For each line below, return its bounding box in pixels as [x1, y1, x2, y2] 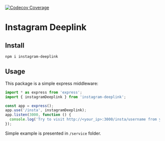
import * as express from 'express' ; [5, 90, 82, 95]
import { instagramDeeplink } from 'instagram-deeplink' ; [5, 94, 126, 99]
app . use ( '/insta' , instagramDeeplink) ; [5, 108, 87, 113]
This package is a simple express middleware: [5, 80, 99, 86]
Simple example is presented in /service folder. [5, 130, 102, 136]
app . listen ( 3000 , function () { [5, 113, 71, 117]
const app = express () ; [5, 103, 54, 108]
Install [5, 41, 25, 49]
